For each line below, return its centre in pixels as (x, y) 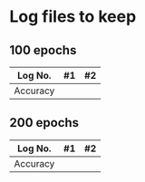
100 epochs (43, 50)
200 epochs (44, 123)
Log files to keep (73, 17)
